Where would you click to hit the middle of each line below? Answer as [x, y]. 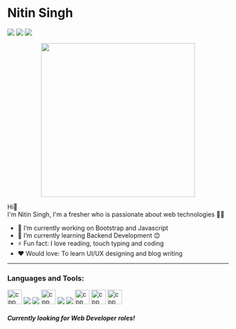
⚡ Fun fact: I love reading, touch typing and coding [91, 243]
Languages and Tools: [46, 278]
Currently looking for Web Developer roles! [71, 318]
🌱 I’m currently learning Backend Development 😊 [89, 235]
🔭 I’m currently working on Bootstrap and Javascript [93, 228]
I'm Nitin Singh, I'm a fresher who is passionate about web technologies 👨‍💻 [116, 214]
